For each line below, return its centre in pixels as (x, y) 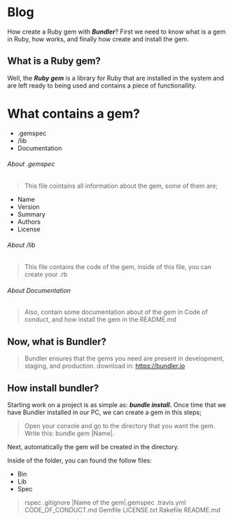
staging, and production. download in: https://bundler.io (105, 366)
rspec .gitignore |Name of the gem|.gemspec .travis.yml (105, 502)
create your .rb (46, 275)
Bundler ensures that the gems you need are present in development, (124, 359)
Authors (29, 221)
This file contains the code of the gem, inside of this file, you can (118, 267)
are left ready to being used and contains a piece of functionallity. (102, 85)
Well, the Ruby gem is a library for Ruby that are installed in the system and (116, 78)
